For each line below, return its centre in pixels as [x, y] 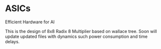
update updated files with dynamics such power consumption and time [76, 36]
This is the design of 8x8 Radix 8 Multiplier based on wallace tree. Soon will [81, 31]
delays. [12, 41]
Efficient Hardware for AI [30, 22]
